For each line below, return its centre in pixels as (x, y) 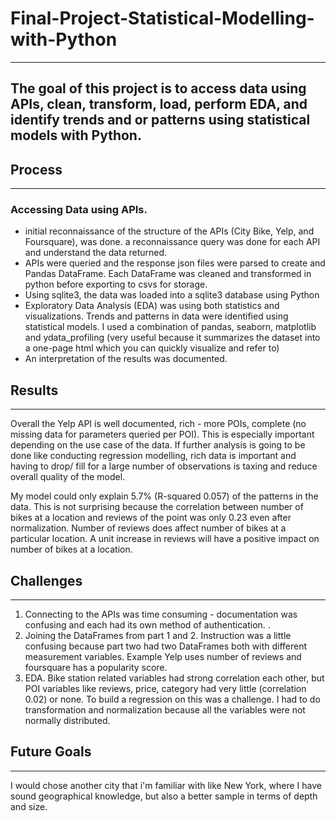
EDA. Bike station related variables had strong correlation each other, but (174, 678)
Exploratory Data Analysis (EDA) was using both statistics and (152, 306)
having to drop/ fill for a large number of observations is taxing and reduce (164, 466)
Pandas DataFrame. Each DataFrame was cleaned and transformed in (168, 274)
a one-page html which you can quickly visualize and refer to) (152, 348)
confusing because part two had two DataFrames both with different (166, 646)
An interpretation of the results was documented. (126, 359)
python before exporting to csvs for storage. (116, 284)
